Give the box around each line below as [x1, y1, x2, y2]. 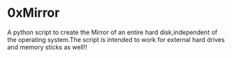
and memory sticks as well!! [7, 43, 87, 51]
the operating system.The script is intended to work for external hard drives [7, 35, 225, 43]
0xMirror [7, 5, 60, 21]
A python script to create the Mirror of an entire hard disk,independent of [7, 28, 218, 36]
